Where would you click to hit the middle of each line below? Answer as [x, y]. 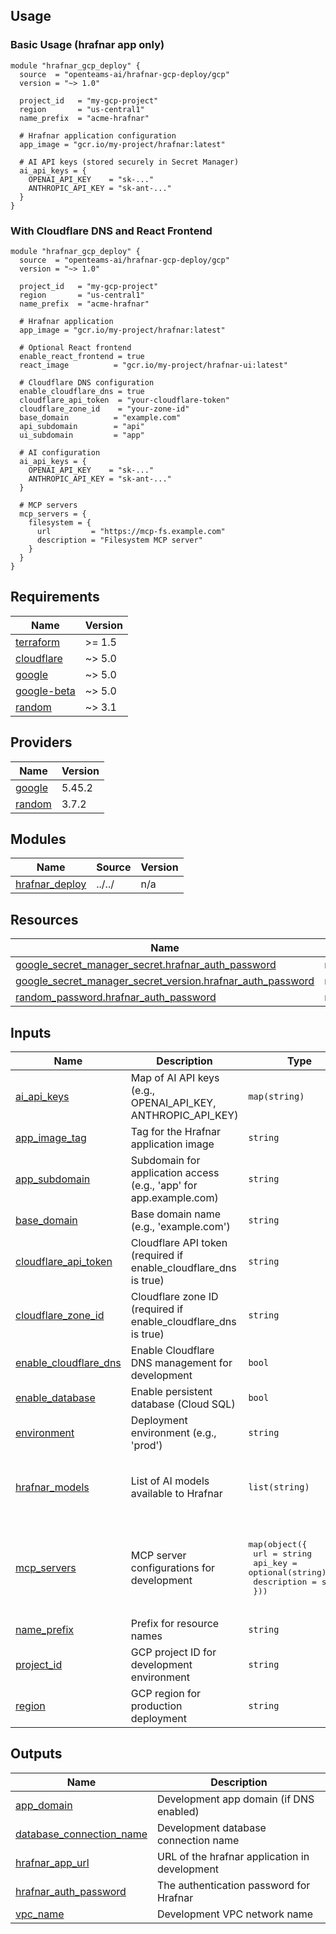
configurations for [173, 1568]
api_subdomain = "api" [82, 426]
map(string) [276, 1097]
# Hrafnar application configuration [98, 135]
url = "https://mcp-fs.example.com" [131, 531]
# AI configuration [60, 452]
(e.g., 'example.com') [180, 1227]
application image [172, 1144]
